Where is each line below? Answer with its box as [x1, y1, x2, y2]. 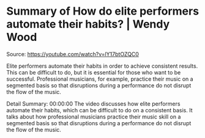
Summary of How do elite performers [6, 4, 199, 18]
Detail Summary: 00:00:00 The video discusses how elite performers [6, 100, 181, 107]
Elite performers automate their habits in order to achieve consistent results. [6, 62, 198, 70]
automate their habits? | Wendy [6, 17, 170, 31]
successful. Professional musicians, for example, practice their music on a [6, 75, 194, 82]
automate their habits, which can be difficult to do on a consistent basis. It [6, 106, 193, 114]
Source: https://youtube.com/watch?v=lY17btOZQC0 [6, 50, 140, 57]
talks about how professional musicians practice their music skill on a [6, 113, 181, 120]
